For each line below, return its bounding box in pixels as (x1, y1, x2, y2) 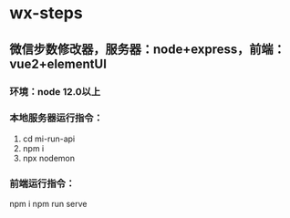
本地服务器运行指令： (9, 112, 103, 125)
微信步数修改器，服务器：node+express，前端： (9, 41, 285, 57)
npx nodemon (22, 152, 76, 163)
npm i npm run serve (9, 199, 88, 210)
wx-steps (9, 3, 84, 24)
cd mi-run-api (22, 133, 76, 144)
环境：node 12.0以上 (9, 85, 101, 98)
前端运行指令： (9, 177, 76, 190)
